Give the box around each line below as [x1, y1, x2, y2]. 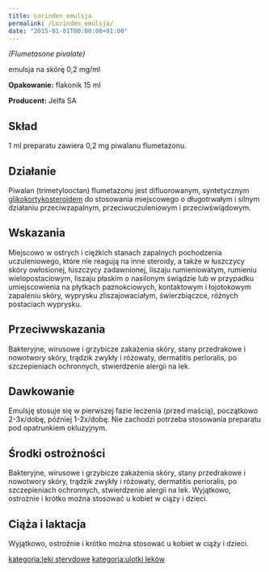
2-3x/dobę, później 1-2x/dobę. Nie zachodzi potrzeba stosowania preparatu [8, 414, 261, 424]
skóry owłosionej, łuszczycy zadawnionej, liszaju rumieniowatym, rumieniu [8, 264, 257, 275]
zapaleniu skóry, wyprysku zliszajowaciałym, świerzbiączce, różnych [8, 290, 238, 300]
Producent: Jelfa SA [8, 96, 77, 106]
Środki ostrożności [8, 446, 106, 461]
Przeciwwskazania [8, 322, 106, 336]
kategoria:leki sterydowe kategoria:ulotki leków [8, 554, 166, 564]
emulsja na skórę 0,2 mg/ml [8, 65, 101, 74]
